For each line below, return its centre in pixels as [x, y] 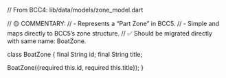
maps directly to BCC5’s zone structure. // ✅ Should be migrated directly [110, 33]
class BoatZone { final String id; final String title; [75, 54]
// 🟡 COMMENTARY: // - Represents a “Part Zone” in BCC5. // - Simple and [113, 24]
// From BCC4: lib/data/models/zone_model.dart [75, 10]
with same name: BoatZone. [47, 41]
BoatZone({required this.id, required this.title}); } [76, 67]
